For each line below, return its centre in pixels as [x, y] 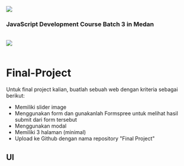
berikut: [16, 96]
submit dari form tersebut [46, 120]
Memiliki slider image [41, 107]
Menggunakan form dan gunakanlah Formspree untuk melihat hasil [96, 113]
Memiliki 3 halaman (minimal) [50, 132]
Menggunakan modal [41, 126]
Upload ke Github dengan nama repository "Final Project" [85, 139]
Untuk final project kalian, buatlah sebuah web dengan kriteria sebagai [92, 89]
